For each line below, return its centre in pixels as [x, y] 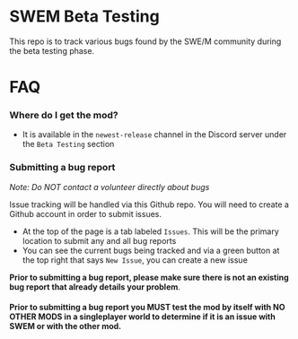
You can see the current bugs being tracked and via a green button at [151, 250]
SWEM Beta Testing [84, 17]
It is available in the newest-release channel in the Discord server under [154, 135]
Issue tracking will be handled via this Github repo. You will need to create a [149, 204]
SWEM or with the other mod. [66, 326]
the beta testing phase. [52, 50]
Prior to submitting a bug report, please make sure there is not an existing [149, 277]
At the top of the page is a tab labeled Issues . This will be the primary [151, 231]
